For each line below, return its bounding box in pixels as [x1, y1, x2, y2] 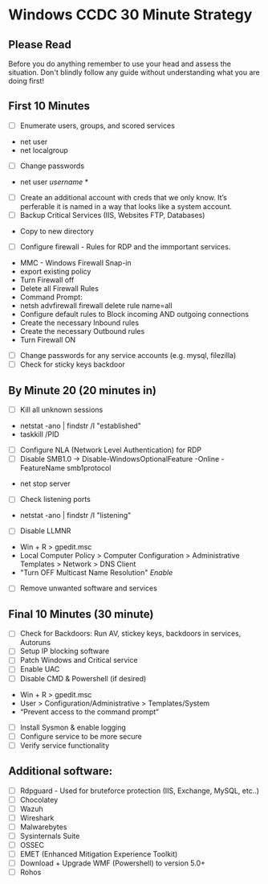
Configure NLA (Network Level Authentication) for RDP [19, 445, 202, 455]
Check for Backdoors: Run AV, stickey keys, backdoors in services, [19, 629, 242, 639]
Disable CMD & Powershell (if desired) [19, 673, 147, 683]
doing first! [8, 76, 44, 85]
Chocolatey [19, 795, 59, 804]
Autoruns [19, 638, 51, 648]
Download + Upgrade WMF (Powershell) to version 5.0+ [19, 858, 206, 868]
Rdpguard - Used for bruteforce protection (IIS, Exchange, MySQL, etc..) [19, 786, 259, 796]
